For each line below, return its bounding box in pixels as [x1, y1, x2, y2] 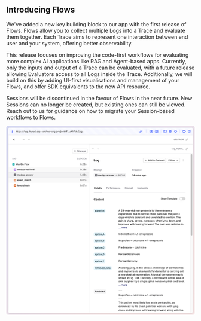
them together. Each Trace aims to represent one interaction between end [6, 33, 188, 41]
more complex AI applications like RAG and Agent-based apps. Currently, [6, 57, 187, 65]
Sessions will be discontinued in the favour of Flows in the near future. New [6, 94, 193, 102]
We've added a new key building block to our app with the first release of [6, 20, 187, 27]
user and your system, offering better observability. [6, 39, 133, 47]
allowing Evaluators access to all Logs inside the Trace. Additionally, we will [6, 70, 193, 77]
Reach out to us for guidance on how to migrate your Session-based [6, 107, 175, 114]
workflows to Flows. [6, 114, 56, 121]
